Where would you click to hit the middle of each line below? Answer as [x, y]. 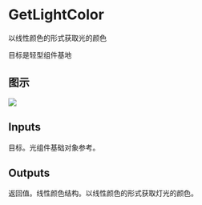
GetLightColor [56, 15]
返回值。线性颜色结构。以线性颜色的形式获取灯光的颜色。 [103, 193]
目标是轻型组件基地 [40, 54]
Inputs [25, 127]
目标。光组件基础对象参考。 [54, 147]
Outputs [29, 173]
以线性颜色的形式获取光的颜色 [57, 38]
